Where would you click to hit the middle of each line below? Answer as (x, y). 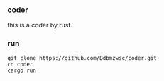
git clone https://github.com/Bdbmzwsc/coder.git (82, 58)
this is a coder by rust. (40, 25)
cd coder (20, 64)
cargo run (22, 70)
